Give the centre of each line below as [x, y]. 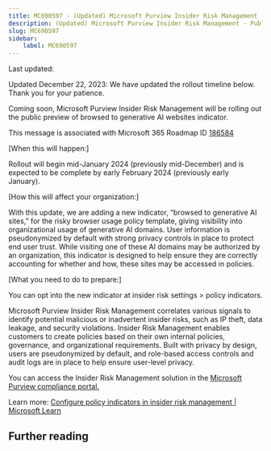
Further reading [48, 436]
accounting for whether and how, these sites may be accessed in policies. [131, 264]
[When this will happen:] [49, 148]
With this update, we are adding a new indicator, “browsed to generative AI [133, 213]
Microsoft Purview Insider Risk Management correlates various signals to [130, 311]
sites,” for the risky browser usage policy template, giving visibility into [125, 221]
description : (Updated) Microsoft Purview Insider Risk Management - [128, 23]
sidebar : [23, 38]
